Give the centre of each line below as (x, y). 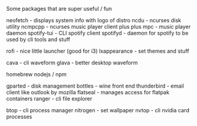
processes (19, 117)
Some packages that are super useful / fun (59, 9)
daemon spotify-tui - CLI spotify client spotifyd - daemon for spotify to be (97, 33)
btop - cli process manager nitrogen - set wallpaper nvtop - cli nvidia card (98, 110)
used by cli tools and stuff (38, 39)
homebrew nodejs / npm (37, 74)
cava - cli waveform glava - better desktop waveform (72, 63)
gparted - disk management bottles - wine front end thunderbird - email (95, 86)
